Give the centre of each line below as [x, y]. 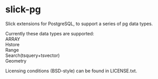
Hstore [12, 44]
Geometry [16, 61]
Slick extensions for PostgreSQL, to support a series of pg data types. [79, 24]
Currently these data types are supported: [50, 33]
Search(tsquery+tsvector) [33, 55]
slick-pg [23, 9]
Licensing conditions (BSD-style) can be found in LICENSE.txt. [71, 71]
